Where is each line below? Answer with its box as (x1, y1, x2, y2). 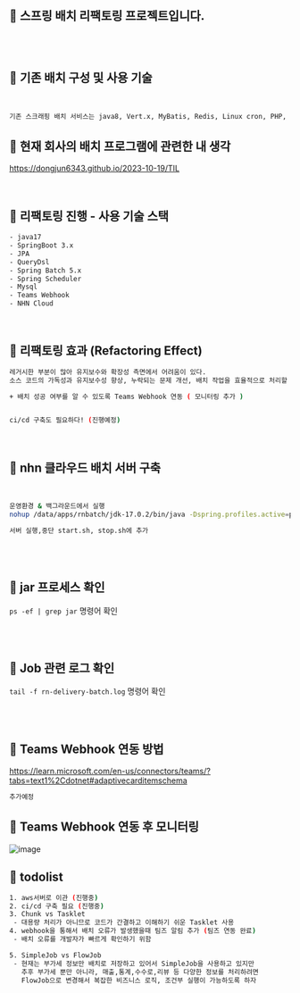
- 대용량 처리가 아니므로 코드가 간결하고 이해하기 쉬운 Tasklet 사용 (12, 918, 235, 927)
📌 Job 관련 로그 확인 (9, 660, 114, 676)
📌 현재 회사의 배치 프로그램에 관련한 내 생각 (9, 138, 231, 154)
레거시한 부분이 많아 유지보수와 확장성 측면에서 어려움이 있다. (9, 367, 207, 377)
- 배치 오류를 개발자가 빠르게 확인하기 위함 (12, 935, 152, 944)
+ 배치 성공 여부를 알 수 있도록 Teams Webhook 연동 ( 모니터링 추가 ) (9, 392, 244, 401)
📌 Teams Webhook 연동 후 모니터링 (9, 820, 199, 835)
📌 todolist (9, 870, 64, 885)
